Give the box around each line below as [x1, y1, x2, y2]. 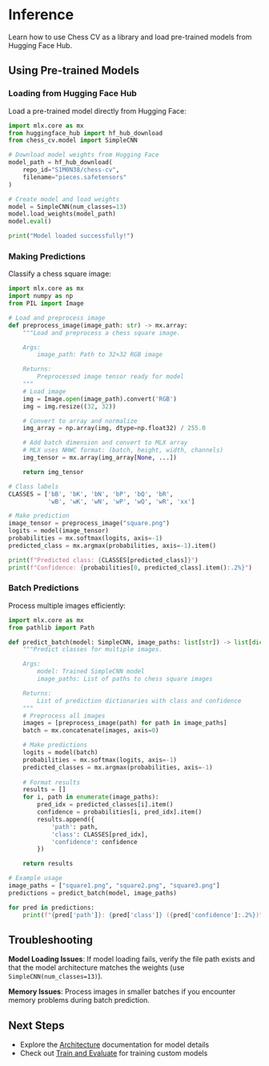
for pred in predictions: [8, 903, 94, 911]
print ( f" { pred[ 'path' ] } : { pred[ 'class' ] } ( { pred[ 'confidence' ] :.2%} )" [22, 911, 263, 919]
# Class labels [8, 482, 59, 490]
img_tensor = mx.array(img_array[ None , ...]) [22, 454, 178, 462]
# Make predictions [22, 741, 88, 750]
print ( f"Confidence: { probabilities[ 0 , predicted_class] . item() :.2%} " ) [8, 563, 252, 572]
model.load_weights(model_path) [8, 210, 116, 218]
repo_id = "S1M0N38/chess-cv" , [22, 166, 120, 174]
